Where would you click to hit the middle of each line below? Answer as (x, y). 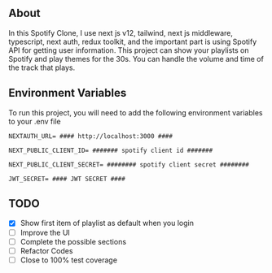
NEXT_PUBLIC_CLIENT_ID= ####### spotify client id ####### (111, 150)
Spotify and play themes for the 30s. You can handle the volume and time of (136, 58)
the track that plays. (42, 67)
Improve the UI (45, 232)
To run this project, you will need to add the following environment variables (136, 112)
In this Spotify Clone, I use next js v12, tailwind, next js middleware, (121, 32)
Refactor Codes (46, 250)
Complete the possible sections (73, 241)
